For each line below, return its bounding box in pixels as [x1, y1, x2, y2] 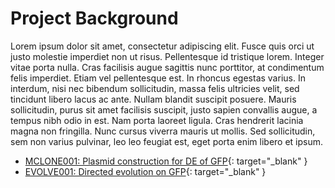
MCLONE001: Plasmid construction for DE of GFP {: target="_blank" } [24, 155, 308, 167]
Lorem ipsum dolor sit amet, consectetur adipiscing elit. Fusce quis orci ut [10, 40, 315, 52]
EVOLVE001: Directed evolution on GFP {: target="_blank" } [24, 165, 267, 177]
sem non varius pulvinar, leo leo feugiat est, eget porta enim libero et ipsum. [10, 135, 324, 147]
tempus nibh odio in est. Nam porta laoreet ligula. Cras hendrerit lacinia [10, 114, 304, 126]
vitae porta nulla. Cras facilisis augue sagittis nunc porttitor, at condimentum [10, 61, 325, 73]
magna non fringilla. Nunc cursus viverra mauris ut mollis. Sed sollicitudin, [10, 125, 316, 137]
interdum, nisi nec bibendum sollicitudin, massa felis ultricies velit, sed [10, 82, 300, 94]
